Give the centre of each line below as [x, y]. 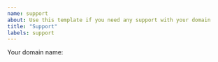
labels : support [31, 33]
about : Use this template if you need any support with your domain [109, 20]
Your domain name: [35, 52]
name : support [28, 13]
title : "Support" [32, 26]
